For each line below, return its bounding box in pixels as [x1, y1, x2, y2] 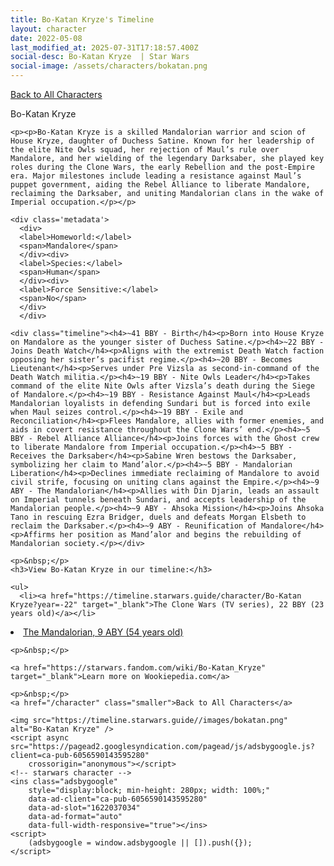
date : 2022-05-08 [10, 33, 83, 43]
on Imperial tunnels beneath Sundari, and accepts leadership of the [10, 495, 307, 505]
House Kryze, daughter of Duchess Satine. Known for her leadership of [10, 136, 315, 146]
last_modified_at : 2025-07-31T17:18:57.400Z [10, 42, 199, 53]
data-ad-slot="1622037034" [28, 803, 141, 813]
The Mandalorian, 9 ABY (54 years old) [23, 626, 184, 638]
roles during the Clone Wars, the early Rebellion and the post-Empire [10, 162, 315, 172]
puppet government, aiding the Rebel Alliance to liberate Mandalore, [10, 180, 311, 190]
